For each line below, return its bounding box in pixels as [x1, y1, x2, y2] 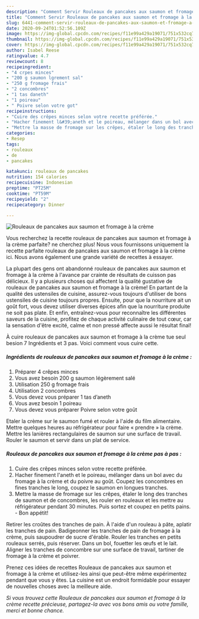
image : [6, 31, 23, 37]
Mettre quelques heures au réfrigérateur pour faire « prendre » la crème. [6, 424, 183, 431]
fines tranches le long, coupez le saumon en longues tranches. [14, 484, 169, 491]
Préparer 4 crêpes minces [14, 368, 79, 375]
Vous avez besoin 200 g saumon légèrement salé [14, 375, 136, 382]
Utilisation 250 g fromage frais [14, 381, 89, 388]
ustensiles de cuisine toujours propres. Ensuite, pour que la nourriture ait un [6, 296, 191, 304]
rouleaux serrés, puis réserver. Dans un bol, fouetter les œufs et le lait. [6, 540, 178, 547]
